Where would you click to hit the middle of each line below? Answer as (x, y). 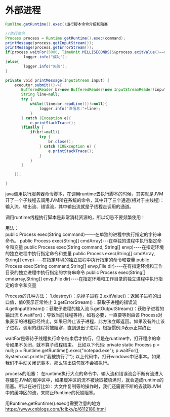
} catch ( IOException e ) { (68, 146)
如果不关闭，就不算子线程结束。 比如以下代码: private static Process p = (85, 345)
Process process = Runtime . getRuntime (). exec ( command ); (65, 38)
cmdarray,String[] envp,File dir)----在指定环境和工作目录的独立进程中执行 (82, 279)
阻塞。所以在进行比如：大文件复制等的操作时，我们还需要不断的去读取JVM (83, 387)
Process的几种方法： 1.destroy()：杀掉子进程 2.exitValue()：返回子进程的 (81, 296)
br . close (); (61, 142)
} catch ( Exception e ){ (46, 118)
